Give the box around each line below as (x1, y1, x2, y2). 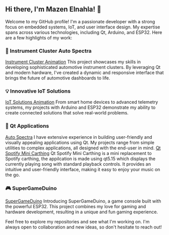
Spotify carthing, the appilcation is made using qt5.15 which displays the (5, 155, 156, 162)
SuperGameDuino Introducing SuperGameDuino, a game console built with (5, 198, 161, 204)
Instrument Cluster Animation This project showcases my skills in (5, 59, 141, 65)
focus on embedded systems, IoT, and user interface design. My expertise (5, 24, 160, 30)
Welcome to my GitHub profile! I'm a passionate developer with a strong (5, 18, 155, 24)
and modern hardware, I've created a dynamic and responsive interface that (5, 69, 164, 76)
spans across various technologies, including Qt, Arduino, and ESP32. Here (5, 29, 162, 35)
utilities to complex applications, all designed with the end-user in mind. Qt (5, 145, 161, 151)
